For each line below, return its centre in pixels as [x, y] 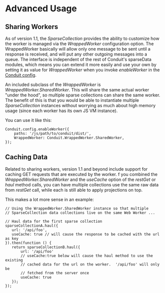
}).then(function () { [28, 243]
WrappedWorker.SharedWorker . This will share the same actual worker [77, 90]
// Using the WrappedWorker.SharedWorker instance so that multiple [77, 208]
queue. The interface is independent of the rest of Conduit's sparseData [78, 59]
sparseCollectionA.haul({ [32, 226]
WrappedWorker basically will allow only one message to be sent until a [78, 49]
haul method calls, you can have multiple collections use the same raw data [82, 184]
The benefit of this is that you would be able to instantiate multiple [72, 100]
